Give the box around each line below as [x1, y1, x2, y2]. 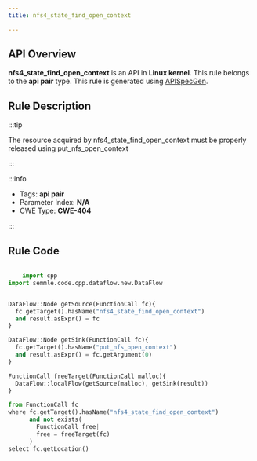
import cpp [22, 272, 58, 280]
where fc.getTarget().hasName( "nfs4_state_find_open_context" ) [8, 408, 219, 416]
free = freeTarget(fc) [36, 430, 110, 438]
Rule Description [8, 99, 92, 112]
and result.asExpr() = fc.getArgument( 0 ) [15, 351, 153, 359]
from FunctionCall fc [8, 401, 79, 409]
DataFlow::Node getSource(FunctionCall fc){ [8, 300, 156, 308]
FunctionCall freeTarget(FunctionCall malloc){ [8, 372, 167, 380]
